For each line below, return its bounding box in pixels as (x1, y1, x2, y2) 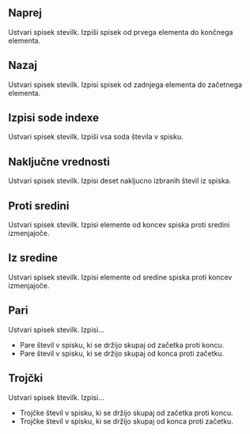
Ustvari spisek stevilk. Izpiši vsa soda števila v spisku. (8, 132, 184, 142)
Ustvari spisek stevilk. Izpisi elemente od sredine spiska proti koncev (8, 272, 233, 282)
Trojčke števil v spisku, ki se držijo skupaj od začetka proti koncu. (19, 408, 233, 417)
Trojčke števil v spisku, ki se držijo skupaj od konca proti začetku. (19, 416, 233, 426)
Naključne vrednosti (8, 154, 111, 169)
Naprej (8, 6, 42, 20)
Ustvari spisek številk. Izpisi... (8, 392, 104, 402)
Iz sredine (8, 251, 58, 265)
